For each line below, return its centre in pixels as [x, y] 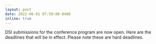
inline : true [18, 18]
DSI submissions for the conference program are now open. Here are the [78, 32]
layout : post [18, 9]
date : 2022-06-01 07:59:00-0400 [38, 14]
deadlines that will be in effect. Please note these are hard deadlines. [74, 37]
